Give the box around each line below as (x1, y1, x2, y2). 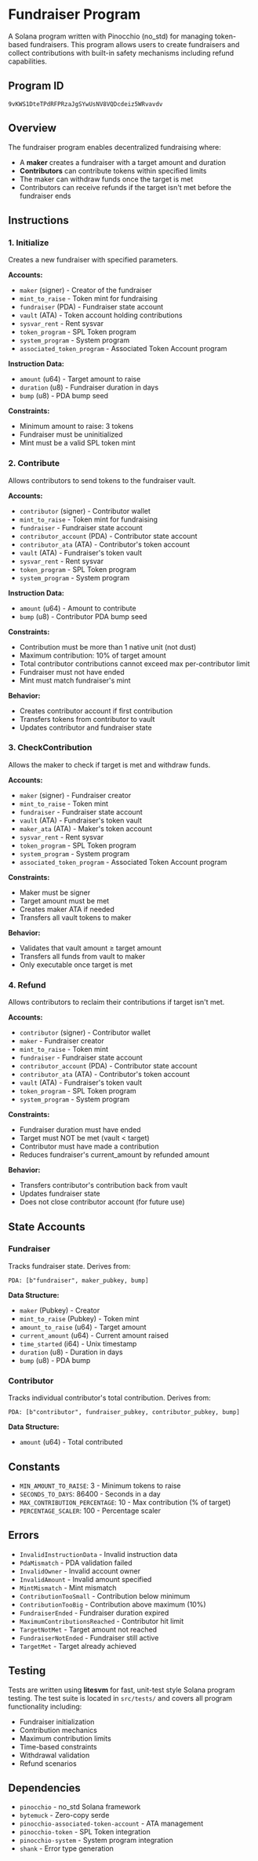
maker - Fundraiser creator (19, 1036, 104, 1046)
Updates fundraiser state (19, 1189, 100, 1199)
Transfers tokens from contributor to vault (19, 714, 155, 724)
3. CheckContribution (8, 742, 93, 753)
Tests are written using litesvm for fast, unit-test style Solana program (8, 1685, 235, 1694)
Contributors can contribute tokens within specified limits (19, 166, 207, 175)
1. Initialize (8, 237, 49, 248)
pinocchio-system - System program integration (19, 1836, 174, 1845)
